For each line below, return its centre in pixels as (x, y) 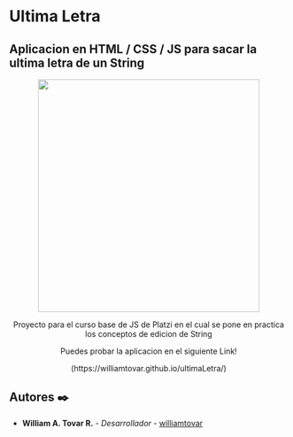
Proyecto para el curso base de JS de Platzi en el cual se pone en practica (149, 324)
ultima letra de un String (77, 62)
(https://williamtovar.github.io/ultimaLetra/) (149, 368)
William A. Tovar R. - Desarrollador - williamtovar (112, 423)
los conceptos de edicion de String (149, 334)
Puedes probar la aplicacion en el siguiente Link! (149, 351)
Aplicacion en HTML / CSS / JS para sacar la (133, 49)
